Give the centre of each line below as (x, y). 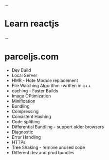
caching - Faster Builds (35, 91)
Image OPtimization (31, 96)
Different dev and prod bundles (43, 152)
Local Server (24, 75)
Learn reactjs (32, 24)
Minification (23, 101)
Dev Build (21, 70)
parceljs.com (32, 57)
